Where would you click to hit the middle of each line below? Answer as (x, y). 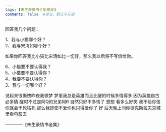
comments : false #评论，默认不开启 (40, 14)
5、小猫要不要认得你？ (28, 72)
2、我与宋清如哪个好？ (28, 45)
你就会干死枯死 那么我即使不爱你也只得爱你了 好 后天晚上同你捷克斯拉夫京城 (83, 108)
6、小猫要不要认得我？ (28, 66)
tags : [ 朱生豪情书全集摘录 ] (31, 10)
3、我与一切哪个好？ (26, 85)
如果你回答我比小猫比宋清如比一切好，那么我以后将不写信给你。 (70, 56)
